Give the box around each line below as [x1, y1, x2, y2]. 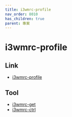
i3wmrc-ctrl [12, 107, 36, 113]
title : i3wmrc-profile [5, 7, 51, 12]
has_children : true [5, 16, 45, 21]
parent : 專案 [5, 21, 30, 26]
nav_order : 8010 [5, 12, 38, 17]
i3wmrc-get [12, 101, 36, 108]
